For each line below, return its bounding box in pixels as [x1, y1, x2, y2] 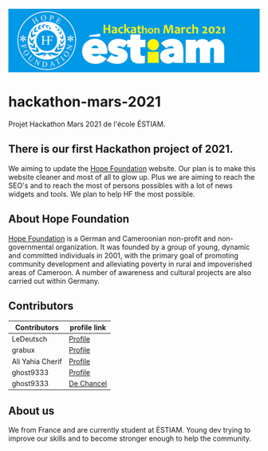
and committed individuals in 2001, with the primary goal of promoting [8, 250, 239, 260]
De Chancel [69, 379, 108, 389]
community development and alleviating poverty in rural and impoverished [8, 259, 253, 269]
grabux [11, 345, 36, 355]
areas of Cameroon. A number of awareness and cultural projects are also [8, 267, 252, 277]
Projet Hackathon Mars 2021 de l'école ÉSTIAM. [8, 119, 166, 129]
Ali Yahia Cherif [11, 357, 62, 366]
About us [8, 405, 55, 417]
